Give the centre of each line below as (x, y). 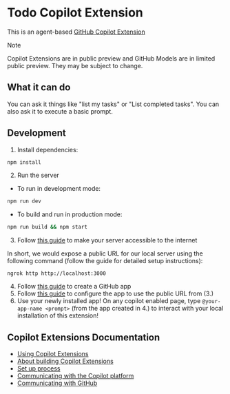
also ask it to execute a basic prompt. (60, 111)
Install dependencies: (48, 149)
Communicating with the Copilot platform (75, 376)
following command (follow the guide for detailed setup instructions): (105, 261)
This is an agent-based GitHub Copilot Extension (76, 32)
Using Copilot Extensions (53, 354)
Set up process (39, 369)
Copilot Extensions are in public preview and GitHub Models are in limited (111, 58)
